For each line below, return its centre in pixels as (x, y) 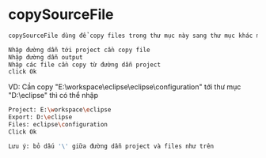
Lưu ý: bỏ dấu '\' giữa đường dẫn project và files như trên (111, 146)
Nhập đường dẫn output (46, 57)
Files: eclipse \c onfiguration (58, 125)
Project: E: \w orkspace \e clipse (60, 110)
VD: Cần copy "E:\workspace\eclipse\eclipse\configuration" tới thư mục (125, 87)
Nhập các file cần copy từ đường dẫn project (84, 65)
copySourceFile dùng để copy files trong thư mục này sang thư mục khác (131, 36)
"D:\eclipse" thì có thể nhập (53, 96)
